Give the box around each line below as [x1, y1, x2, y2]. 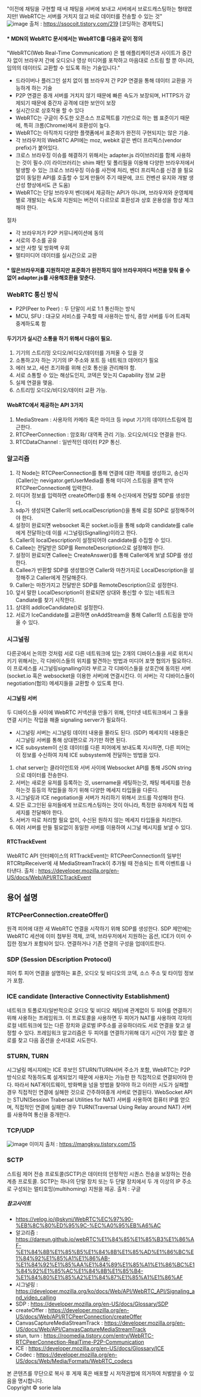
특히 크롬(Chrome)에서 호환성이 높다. [23, 122, 111, 129]
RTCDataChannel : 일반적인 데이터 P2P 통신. [15, 438, 122, 445]
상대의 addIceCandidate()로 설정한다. [15, 603, 105, 611]
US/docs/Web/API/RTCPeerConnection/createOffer [15, 1313, 143, 1320]
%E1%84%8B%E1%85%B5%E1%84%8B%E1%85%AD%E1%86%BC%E [15, 1248, 194, 1255]
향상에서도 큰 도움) [26, 182, 70, 189]
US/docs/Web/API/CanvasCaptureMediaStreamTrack [15, 1325, 147, 1332]
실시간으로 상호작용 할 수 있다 [15, 107, 84, 114]
